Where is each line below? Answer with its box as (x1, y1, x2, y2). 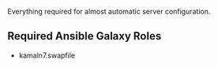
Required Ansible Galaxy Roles (7, 29, 162, 43)
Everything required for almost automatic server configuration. (7, 7, 211, 16)
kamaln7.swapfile (18, 51, 76, 60)
